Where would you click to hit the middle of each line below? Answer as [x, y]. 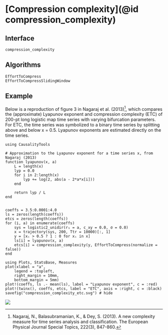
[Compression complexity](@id [72, 9]
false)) [13, 250]
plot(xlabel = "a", [25, 267]
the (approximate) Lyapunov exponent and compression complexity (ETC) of [84, 114]
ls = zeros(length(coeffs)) [34, 215]
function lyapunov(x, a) [31, 162]
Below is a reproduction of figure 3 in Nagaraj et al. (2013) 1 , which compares [84, 108]
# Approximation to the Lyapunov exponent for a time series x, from [79, 153]
